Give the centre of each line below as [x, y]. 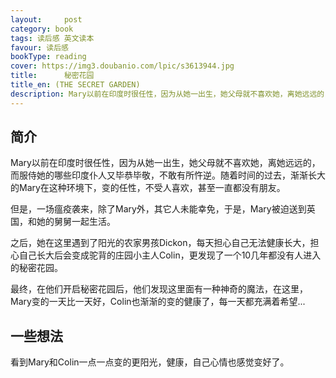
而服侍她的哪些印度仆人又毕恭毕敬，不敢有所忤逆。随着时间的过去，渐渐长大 [168, 175]
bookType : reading [48, 57]
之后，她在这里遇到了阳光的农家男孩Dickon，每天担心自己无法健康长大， [160, 243]
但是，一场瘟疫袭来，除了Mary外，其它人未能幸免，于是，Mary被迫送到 [158, 209]
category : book [42, 29]
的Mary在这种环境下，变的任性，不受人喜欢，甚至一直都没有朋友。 [148, 188]
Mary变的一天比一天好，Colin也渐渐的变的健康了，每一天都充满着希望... [158, 302]
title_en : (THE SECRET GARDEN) [75, 85]
